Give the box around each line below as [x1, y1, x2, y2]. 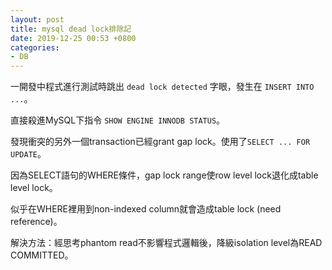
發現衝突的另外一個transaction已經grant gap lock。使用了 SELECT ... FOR [10, 136, 311, 148]
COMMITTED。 [10, 249, 74, 261]
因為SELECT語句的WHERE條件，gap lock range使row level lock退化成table [10, 169, 319, 181]
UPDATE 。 [10, 148, 47, 160]
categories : [10, 42, 60, 53]
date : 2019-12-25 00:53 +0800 [10, 33, 137, 43]
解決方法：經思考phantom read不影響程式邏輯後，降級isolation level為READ [10, 237, 323, 249]
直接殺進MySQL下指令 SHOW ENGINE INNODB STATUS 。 [10, 114, 226, 126]
